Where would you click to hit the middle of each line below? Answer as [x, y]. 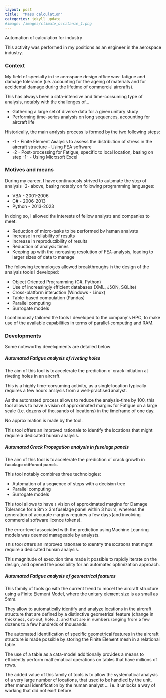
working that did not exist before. [39, 691]
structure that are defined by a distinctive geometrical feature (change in [79, 614]
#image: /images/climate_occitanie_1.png [49, 24]
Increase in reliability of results [44, 236]
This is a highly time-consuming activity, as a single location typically [76, 386]
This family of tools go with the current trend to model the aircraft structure [82, 589]
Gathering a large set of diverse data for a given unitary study [75, 111]
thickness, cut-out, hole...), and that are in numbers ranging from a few [78, 620]
